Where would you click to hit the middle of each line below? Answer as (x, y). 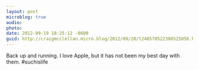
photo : (14, 28)
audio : (14, 22)
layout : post (22, 11)
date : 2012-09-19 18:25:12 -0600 (47, 34)
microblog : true (26, 17)
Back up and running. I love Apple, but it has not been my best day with (93, 56)
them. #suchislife (27, 62)
